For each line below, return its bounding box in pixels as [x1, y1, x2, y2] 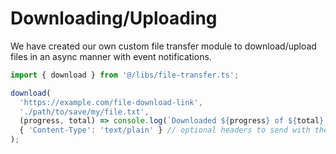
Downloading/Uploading [10, 7, 218, 30]
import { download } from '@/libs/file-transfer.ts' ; [10, 70, 240, 80]
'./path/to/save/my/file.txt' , [19, 107, 150, 117]
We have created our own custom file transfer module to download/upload [10, 40, 317, 52]
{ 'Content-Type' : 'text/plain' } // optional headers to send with [19, 125, 311, 136]
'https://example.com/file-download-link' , [19, 97, 203, 107]
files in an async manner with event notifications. [10, 50, 212, 62]
